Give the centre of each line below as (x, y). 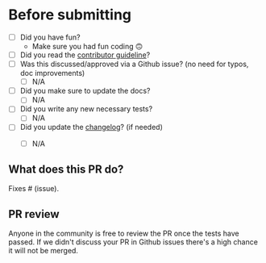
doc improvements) (52, 73)
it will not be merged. (44, 251)
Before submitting (70, 15)
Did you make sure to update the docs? (85, 91)
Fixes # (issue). (33, 189)
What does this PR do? (66, 169)
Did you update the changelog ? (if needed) (91, 127)
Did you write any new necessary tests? (86, 109)
